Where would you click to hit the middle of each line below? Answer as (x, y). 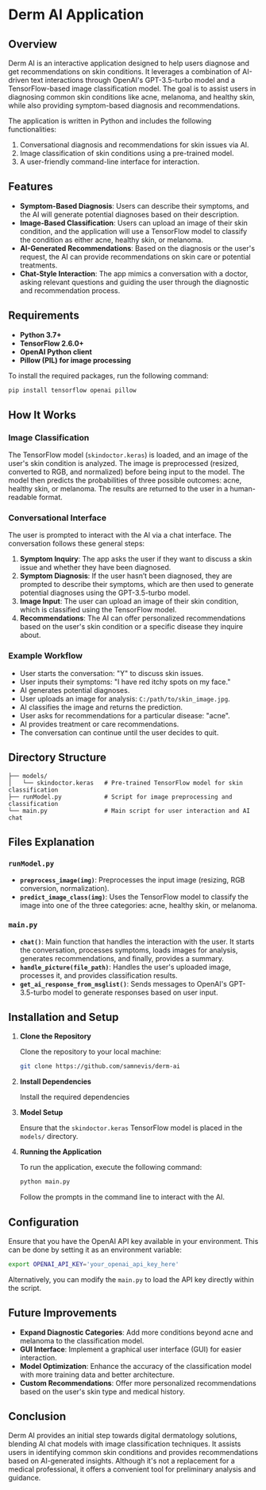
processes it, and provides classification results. (98, 975)
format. (51, 497)
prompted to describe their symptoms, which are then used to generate (137, 585)
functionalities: (33, 129)
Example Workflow (46, 656)
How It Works (42, 415)
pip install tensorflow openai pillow (72, 390)
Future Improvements (63, 1313)
